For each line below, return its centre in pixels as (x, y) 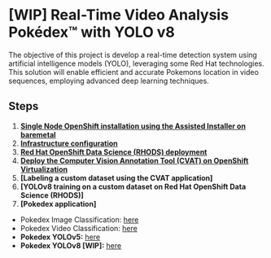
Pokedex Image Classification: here (79, 219)
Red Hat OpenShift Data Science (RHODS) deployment (114, 151)
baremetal (38, 134)
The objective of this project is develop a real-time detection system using (133, 55)
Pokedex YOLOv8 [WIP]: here (71, 245)
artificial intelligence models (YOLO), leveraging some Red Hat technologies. (136, 63)
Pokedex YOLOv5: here (60, 237)
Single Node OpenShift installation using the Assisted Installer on (133, 126)
